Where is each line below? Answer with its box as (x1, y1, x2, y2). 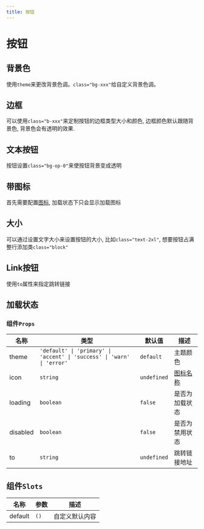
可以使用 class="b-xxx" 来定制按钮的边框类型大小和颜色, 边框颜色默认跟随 (6, 117, 189, 125)
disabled (9, 428, 34, 436)
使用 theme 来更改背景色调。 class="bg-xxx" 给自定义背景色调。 (6, 80, 160, 88)
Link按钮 (6, 263, 39, 273)
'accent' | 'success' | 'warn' (39, 353, 131, 360)
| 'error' (39, 360, 68, 366)
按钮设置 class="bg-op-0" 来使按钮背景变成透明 (6, 162, 122, 169)
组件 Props (6, 319, 35, 328)
